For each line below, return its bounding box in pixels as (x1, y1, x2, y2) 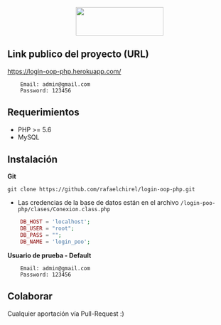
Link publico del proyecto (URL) (7, 48, 149, 60)
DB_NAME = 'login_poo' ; (20, 238, 91, 245)
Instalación (7, 154, 58, 166)
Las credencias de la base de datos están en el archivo (17, 198, 179, 207)
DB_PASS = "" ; (20, 232, 62, 239)
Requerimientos (7, 107, 80, 119)
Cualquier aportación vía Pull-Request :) (7, 309, 124, 318)
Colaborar (7, 290, 53, 302)
